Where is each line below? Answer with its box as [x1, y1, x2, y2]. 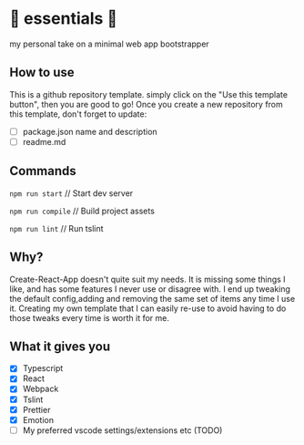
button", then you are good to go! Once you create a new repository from [9, 98, 284, 109]
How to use [9, 65, 75, 80]
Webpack [22, 383, 59, 395]
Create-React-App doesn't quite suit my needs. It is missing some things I [9, 274, 286, 285]
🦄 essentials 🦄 [9, 8, 118, 29]
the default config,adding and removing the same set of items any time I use [9, 293, 296, 304]
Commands [9, 163, 77, 179]
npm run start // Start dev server [9, 187, 134, 199]
